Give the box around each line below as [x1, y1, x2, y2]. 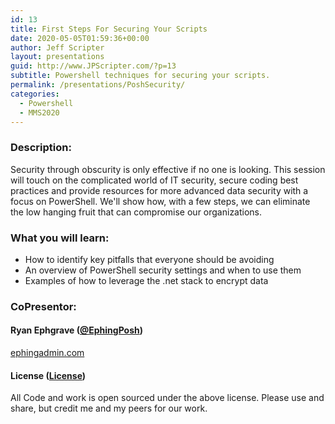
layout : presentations [10, 52, 105, 62]
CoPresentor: [10, 299, 77, 313]
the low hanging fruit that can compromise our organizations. [10, 206, 263, 218]
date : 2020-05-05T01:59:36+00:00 [10, 33, 150, 43]
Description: [10, 141, 72, 155]
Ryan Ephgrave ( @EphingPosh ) [10, 324, 144, 336]
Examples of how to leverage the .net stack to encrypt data [24, 274, 269, 286]
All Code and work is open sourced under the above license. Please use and [10, 392, 325, 404]
